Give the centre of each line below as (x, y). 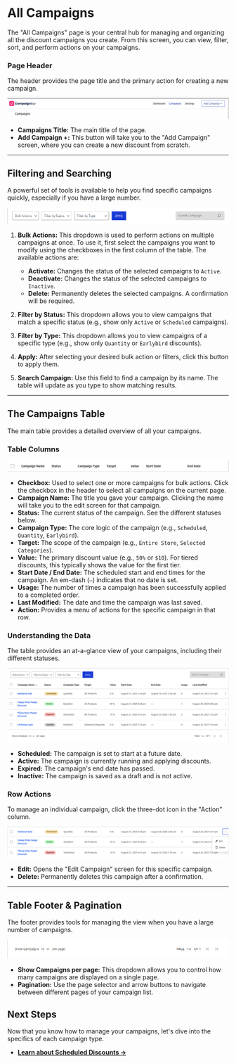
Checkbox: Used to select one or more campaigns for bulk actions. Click (123, 482)
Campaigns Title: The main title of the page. (82, 130)
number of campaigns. (40, 929)
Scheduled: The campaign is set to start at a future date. (100, 753)
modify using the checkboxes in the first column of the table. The (112, 250)
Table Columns (33, 449)
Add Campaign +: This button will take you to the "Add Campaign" (114, 137)
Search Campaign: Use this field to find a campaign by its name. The (118, 378)
